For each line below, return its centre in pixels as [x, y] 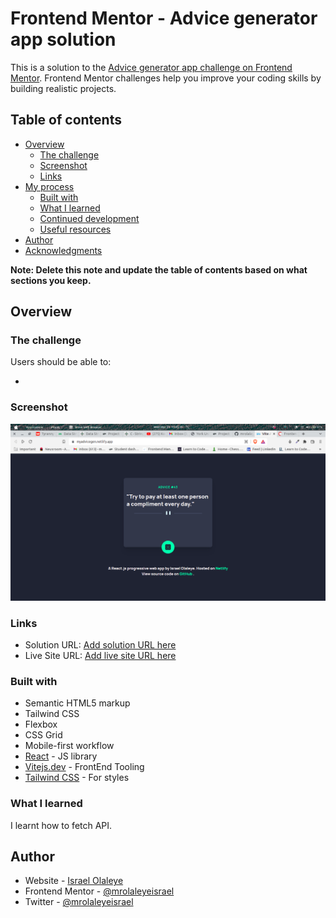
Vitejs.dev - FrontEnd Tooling [84, 767]
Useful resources [75, 229]
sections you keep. [51, 280]
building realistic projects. [63, 88]
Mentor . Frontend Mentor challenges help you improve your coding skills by [166, 78]
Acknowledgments [63, 250]
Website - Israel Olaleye [74, 881]
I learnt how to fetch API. [61, 825]
